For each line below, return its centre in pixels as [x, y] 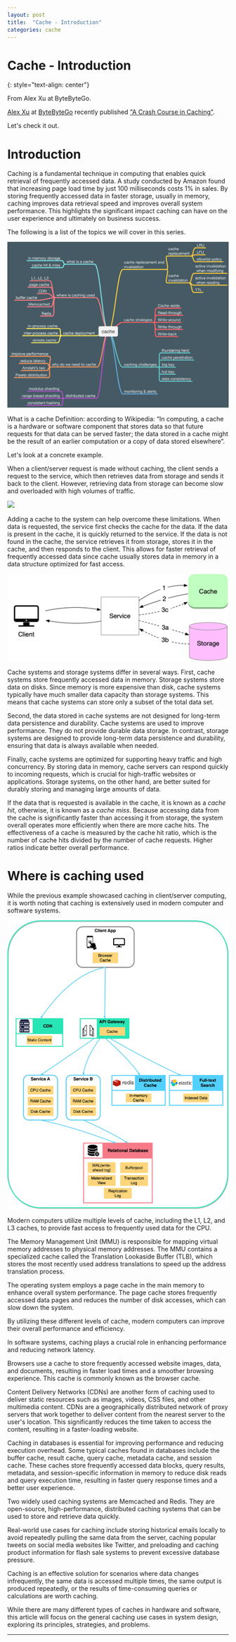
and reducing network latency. [51, 1350]
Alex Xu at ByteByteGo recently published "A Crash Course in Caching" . [111, 112]
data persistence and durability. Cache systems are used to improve [106, 723]
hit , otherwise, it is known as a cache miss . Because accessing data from [113, 810]
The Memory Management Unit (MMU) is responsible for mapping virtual [113, 1241]
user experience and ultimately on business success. [84, 219]
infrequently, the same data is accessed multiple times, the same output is [115, 1581]
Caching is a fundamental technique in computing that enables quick [107, 174]
